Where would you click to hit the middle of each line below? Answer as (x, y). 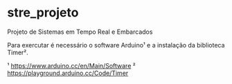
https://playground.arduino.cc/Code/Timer (68, 73)
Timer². (18, 52)
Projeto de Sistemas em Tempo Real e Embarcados (80, 32)
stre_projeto (43, 13)
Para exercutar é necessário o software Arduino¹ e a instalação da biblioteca (116, 45)
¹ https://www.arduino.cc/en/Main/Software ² (72, 65)
